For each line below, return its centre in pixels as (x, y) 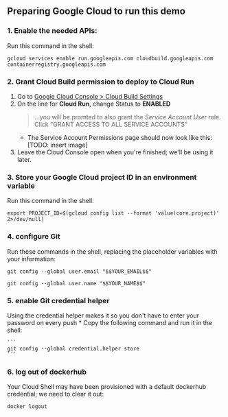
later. (24, 159)
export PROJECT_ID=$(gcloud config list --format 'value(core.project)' (113, 213)
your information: (32, 259)
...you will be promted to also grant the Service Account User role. (127, 117)
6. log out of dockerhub (47, 372)
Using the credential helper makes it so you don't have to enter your (103, 315)
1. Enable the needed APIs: (52, 31)
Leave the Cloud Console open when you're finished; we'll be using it (115, 152)
